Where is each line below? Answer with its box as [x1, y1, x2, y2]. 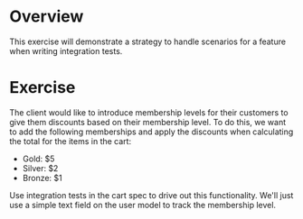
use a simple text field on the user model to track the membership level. [9, 199, 277, 210]
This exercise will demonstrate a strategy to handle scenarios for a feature [9, 36, 287, 47]
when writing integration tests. [9, 45, 123, 56]
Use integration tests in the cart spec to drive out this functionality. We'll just [9, 189, 294, 200]
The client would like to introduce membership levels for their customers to [9, 106, 289, 118]
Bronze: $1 [22, 172, 62, 183]
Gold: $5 [22, 153, 55, 164]
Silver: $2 [22, 162, 59, 173]
